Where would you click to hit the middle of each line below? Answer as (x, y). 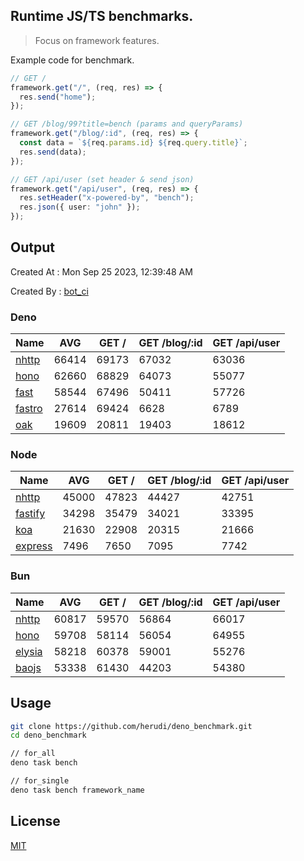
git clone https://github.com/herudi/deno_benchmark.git (131, 726)
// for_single (40, 781)
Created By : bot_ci (49, 291)
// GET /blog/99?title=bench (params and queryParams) (127, 124)
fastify (30, 514)
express (34, 546)
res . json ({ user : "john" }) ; (80, 207)
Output (32, 247)
